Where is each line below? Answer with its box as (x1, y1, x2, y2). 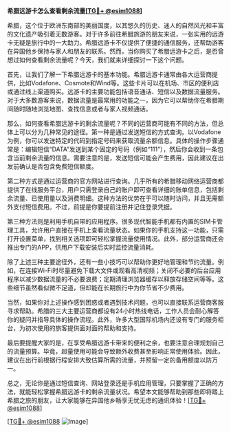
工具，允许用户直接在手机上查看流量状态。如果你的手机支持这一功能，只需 (12, 226, 224, 234)
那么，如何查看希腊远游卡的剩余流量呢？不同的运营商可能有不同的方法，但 (7, 120, 218, 127)
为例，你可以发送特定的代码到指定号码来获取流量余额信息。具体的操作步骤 (7, 137, 218, 144)
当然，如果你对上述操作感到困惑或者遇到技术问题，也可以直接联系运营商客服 (7, 299, 224, 306)
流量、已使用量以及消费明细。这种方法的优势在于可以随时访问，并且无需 (12, 194, 218, 202)
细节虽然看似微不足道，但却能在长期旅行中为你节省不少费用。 (12, 283, 188, 292)
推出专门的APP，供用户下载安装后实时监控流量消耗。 (7, 244, 158, 251)
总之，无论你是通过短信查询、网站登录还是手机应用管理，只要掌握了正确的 (7, 379, 218, 387)
